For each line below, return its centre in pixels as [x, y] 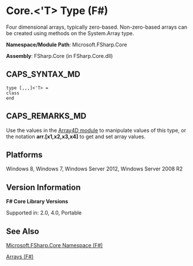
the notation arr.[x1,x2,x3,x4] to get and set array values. [76, 137]
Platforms [24, 154]
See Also [23, 231]
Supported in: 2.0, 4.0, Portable [44, 213]
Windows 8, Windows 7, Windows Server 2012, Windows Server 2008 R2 [94, 169]
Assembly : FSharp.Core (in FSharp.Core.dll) [60, 56]
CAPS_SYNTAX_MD [43, 74]
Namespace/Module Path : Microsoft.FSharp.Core [67, 45]
